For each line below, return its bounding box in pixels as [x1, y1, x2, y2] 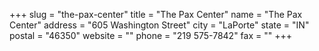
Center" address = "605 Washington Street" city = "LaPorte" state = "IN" [9, 19, 310, 31]
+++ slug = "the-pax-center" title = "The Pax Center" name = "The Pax [9, 9, 303, 20]
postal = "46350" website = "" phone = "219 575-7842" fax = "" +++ [9, 30, 292, 41]
